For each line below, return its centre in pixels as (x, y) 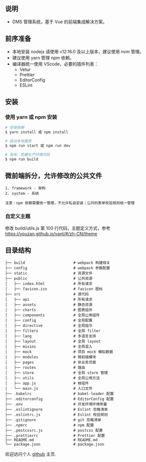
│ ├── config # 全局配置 (49, 320)
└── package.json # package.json (55, 444)
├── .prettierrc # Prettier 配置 (55, 436)
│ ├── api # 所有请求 (49, 300)
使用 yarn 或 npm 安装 (31, 117)
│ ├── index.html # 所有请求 (49, 284)
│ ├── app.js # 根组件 (47, 384)
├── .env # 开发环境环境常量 (56, 404)
